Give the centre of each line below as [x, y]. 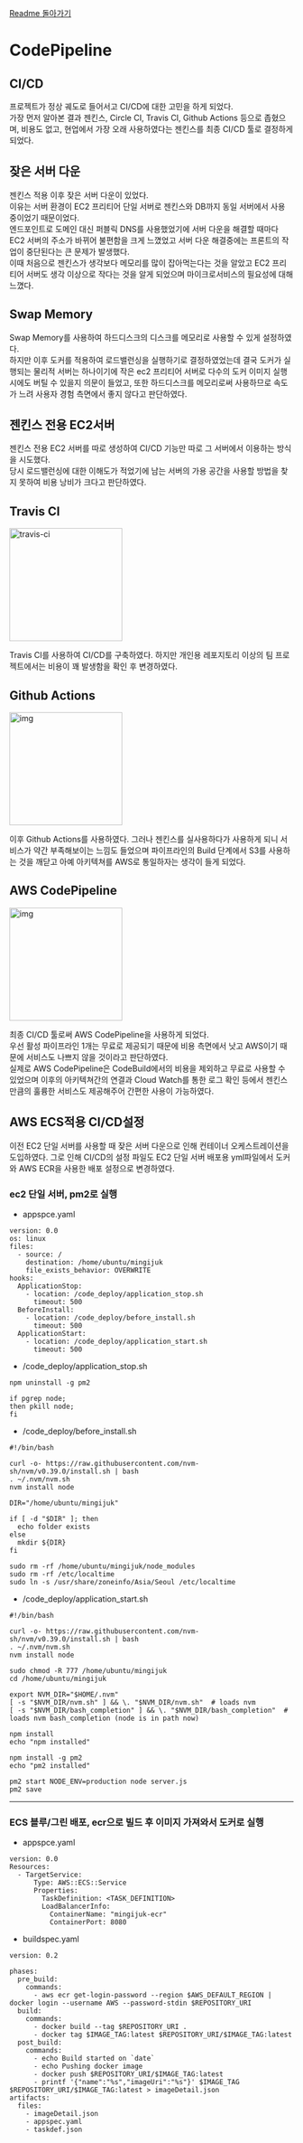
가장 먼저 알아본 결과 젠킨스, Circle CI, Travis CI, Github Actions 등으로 [136, 117]
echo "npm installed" [50, 1742]
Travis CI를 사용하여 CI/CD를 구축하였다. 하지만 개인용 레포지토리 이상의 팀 [141, 655]
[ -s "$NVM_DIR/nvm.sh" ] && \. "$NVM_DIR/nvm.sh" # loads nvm [133, 1702]
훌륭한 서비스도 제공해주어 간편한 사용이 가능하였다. [124, 1091]
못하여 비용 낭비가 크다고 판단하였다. [83, 483]
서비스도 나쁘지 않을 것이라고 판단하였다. [97, 1057]
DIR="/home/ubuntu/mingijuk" [64, 1503]
